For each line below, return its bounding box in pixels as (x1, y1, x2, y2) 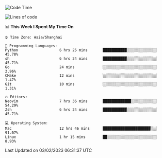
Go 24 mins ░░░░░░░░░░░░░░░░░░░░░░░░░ (5, 65, 158, 70)
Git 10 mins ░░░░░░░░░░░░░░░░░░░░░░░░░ (5, 82, 158, 87)
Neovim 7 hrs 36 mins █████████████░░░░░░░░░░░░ (5, 99, 158, 104)
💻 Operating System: (5, 121, 49, 125)
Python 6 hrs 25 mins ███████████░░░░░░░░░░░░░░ (5, 48, 158, 53)
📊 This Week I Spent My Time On (5, 24, 74, 29)
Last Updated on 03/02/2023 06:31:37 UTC (5, 147, 92, 153)
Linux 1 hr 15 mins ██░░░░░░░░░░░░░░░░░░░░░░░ (5, 135, 158, 140)
